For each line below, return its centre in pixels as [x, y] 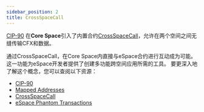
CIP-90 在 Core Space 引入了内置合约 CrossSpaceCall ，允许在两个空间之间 [99, 35]
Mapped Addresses [40, 90]
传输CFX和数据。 [33, 43]
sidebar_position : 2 [33, 12]
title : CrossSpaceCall [35, 18]
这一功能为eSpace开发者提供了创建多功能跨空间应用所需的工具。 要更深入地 [102, 64]
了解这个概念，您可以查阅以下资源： [52, 71]
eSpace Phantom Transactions [54, 102]
